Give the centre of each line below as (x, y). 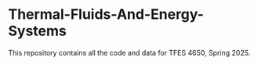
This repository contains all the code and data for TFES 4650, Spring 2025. (129, 52)
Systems (37, 31)
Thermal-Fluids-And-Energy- (106, 14)
